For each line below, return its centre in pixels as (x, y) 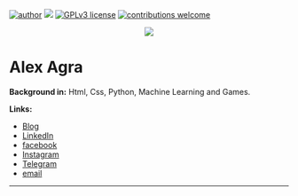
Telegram (39, 163)
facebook (39, 145)
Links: (21, 109)
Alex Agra (46, 67)
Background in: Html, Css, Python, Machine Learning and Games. (130, 91)
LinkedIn (38, 135)
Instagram (40, 154)
